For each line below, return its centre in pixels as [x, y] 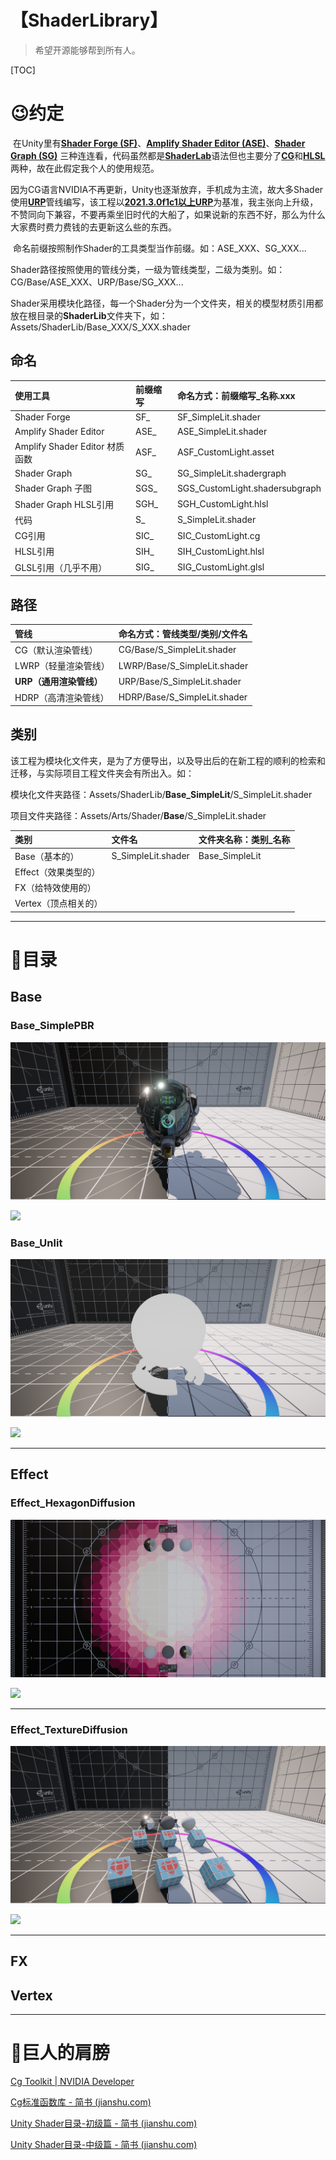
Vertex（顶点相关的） [58, 903]
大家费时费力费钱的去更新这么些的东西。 [93, 227]
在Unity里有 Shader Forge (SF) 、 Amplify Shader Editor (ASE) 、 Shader [159, 143]
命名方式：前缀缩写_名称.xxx [236, 396]
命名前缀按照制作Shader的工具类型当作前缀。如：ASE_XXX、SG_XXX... [159, 248]
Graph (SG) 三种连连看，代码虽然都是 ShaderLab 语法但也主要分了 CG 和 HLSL [168, 155]
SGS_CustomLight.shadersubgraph [249, 488]
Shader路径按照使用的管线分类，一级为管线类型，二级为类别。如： [148, 269]
